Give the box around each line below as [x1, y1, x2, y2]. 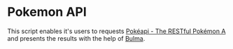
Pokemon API [7, 4, 87, 20]
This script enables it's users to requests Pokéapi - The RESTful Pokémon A [7, 27, 226, 35]
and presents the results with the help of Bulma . [7, 34, 146, 42]
